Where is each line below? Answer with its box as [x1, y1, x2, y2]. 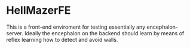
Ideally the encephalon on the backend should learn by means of [24, 29, 185, 36]
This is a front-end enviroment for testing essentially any [6, 23, 146, 30]
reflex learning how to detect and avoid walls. [6, 36, 118, 43]
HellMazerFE [6, 4, 71, 17]
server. [6, 29, 24, 36]
